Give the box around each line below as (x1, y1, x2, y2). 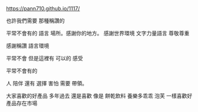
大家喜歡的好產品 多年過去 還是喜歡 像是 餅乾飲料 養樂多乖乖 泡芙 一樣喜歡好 (6, 93, 193, 99)
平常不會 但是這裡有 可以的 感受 (6, 55, 83, 61)
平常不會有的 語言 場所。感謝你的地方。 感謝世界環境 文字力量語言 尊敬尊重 (6, 29, 190, 37)
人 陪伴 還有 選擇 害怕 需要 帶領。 (6, 80, 87, 87)
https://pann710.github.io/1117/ (6, 5, 80, 12)
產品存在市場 (6, 100, 37, 107)
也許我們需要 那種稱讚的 (6, 17, 65, 24)
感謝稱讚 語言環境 (6, 42, 49, 49)
